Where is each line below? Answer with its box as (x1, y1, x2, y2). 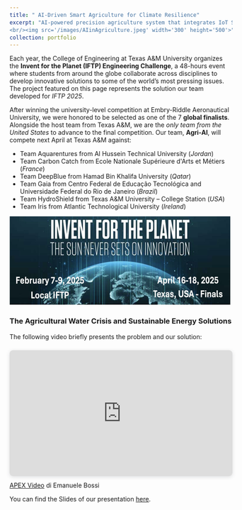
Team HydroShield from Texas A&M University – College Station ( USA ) (19, 195, 225, 204)
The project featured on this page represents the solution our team (9, 84, 204, 93)
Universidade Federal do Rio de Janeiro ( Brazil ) (19, 187, 158, 196)
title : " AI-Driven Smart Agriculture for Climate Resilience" (9, 11, 200, 18)
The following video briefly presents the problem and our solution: (9, 332, 202, 340)
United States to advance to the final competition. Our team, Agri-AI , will (9, 128, 221, 137)
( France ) (19, 165, 45, 173)
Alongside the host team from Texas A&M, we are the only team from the (9, 121, 222, 129)
